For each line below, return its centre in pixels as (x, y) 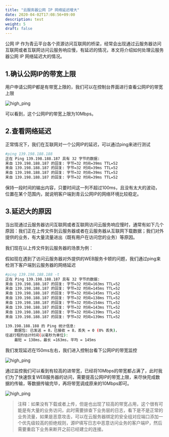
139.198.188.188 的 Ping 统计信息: (41, 326)
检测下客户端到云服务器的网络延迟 (40, 265)
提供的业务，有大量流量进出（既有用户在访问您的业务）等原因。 (71, 237)
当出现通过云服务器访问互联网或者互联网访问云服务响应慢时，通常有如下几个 (84, 224)
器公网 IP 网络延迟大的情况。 (35, 57)
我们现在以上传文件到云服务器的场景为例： (49, 248)
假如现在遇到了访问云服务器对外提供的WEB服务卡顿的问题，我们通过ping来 (83, 259)
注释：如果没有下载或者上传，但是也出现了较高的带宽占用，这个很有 (88, 404)
